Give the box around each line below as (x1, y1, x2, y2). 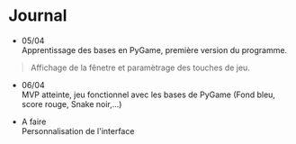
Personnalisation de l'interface (21, 125, 135, 136)
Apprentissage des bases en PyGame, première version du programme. (21, 44, 288, 55)
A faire (21, 116, 47, 127)
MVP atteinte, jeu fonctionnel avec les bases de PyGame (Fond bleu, (21, 89, 276, 100)
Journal (8, 5, 67, 26)
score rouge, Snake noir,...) (21, 98, 122, 109)
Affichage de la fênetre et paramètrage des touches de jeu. (30, 62, 251, 73)
